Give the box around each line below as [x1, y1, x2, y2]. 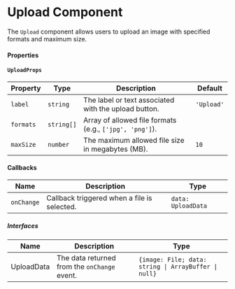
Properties [7, 50, 39, 59]
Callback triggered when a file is [46, 193, 152, 203]
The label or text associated [83, 95, 175, 105]
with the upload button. [83, 104, 159, 113]
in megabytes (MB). [83, 144, 148, 154]
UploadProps [7, 67, 42, 74]
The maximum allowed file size [83, 135, 185, 145]
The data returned [56, 253, 117, 262]
